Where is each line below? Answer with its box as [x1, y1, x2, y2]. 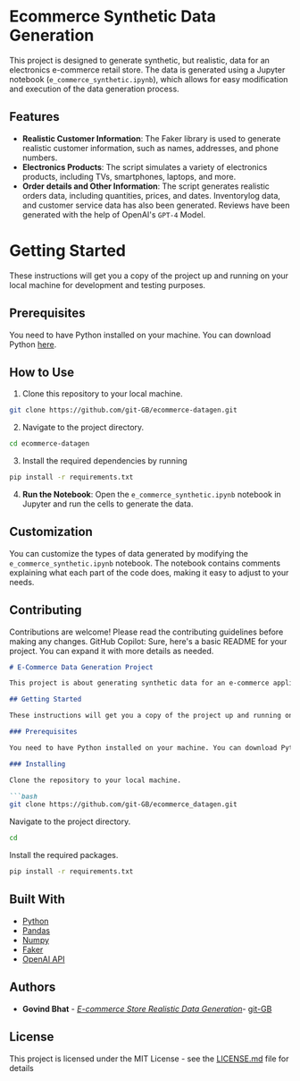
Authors [9, 980, 56, 995]
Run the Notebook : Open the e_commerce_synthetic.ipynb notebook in [21, 489, 281, 499]
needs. [9, 576, 35, 587]
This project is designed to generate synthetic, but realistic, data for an [9, 55, 271, 65]
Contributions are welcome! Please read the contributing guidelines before [9, 626, 284, 637]
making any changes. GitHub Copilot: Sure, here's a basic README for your [9, 635, 287, 646]
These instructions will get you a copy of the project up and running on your [9, 270, 288, 281]
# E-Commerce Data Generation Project [9, 662, 154, 672]
